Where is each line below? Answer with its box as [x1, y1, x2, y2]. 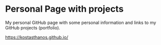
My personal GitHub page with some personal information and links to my [5, 20, 157, 25]
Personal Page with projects [5, 3, 124, 15]
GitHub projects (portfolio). [5, 24, 61, 30]
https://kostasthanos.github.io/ [5, 34, 68, 40]
